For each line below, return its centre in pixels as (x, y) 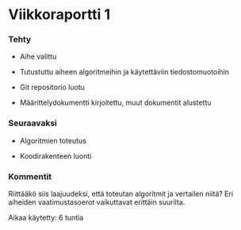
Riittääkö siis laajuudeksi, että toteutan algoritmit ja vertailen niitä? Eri (121, 194)
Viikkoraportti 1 (59, 15)
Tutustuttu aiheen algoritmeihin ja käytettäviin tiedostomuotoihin (124, 72)
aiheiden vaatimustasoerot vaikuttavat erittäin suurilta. (97, 202)
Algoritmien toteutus (53, 140)
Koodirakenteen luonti (55, 155)
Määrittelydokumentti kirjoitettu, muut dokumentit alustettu (115, 103)
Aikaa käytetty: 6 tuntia (46, 218)
